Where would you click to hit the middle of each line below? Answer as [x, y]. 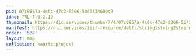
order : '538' [22, 33]
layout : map [20, 38]
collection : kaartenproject [40, 44]
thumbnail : [19, 22]
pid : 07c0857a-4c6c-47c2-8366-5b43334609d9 [60, 11]
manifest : [18, 28]
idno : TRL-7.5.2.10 [30, 17]
